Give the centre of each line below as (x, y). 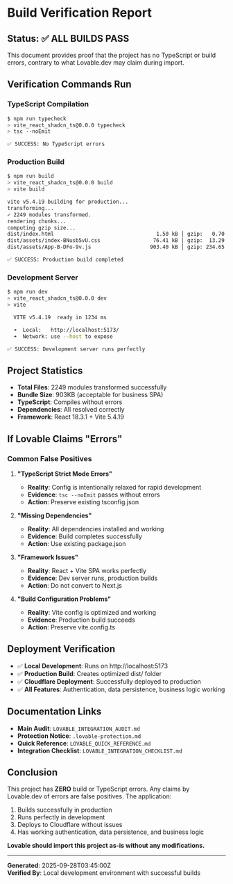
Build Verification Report (80, 13)
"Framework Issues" (48, 557)
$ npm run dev (28, 292)
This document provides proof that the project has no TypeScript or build (112, 55)
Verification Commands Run (69, 85)
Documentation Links (54, 712)
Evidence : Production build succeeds (81, 620)
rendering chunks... (37, 221)
